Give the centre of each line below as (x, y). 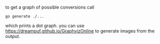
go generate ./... (25, 16)
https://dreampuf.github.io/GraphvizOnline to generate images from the (80, 31)
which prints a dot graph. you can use (45, 25)
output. (13, 36)
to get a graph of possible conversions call (50, 7)
